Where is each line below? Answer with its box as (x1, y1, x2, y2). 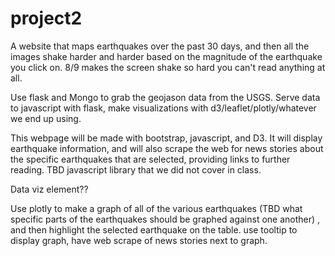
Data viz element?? (10, 183, 89, 195)
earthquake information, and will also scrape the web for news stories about (10, 142, 324, 154)
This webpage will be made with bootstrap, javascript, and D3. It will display (10, 132, 323, 144)
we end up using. (10, 112, 82, 124)
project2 (10, 7, 83, 30)
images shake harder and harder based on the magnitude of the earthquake (10, 50, 323, 62)
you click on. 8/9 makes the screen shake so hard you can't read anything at (10, 61, 326, 73)
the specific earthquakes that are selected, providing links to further (10, 153, 291, 165)
